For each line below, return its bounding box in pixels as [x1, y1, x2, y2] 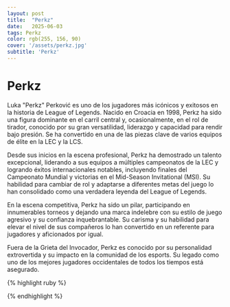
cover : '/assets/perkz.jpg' [7, 42, 88, 49]
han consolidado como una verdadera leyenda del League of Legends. [7, 187, 207, 195]
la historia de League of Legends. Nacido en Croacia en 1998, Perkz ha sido [7, 108, 222, 116]
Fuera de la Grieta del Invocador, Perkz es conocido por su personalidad [7, 243, 212, 251]
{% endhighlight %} [7, 292, 63, 300]
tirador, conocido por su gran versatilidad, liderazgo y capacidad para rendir [7, 123, 223, 131]
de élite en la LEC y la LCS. [7, 137, 83, 145]
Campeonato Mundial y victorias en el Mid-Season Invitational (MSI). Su [7, 173, 211, 181]
